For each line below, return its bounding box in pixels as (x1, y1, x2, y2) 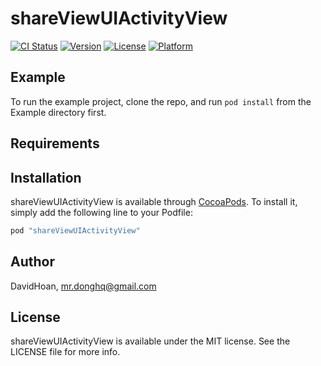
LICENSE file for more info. (10, 346, 121, 358)
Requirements (10, 135, 100, 152)
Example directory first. (10, 106, 107, 118)
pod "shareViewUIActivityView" (10, 225, 141, 236)
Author (10, 253, 55, 271)
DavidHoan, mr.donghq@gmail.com (10, 280, 157, 292)
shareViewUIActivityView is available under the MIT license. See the (10, 335, 291, 347)
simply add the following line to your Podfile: (10, 206, 193, 218)
